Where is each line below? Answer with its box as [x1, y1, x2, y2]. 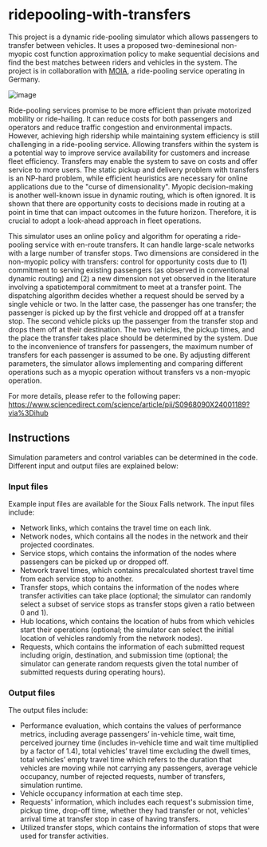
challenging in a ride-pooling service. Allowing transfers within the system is [8, 139, 259, 149]
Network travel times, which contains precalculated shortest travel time [19, 566, 254, 575]
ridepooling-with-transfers [8, 6, 191, 24]
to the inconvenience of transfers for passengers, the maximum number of [8, 341, 253, 351]
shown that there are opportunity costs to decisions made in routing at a [8, 198, 245, 209]
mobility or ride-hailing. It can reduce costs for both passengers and [8, 113, 233, 123]
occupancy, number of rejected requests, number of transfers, [19, 772, 226, 781]
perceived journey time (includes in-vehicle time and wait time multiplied [19, 738, 259, 748]
